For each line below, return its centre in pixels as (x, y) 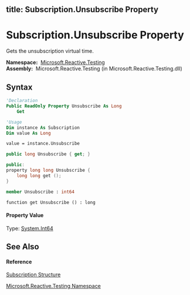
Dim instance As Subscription (43, 128)
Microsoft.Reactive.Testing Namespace (54, 286)
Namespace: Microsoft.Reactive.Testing (56, 62)
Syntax (19, 87)
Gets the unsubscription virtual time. (50, 51)
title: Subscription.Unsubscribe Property (82, 10)
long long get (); (39, 175)
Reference (19, 262)
